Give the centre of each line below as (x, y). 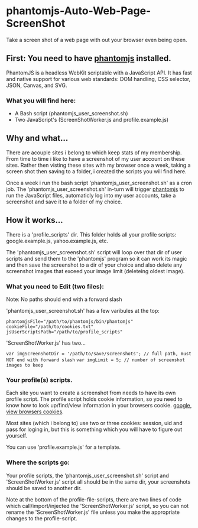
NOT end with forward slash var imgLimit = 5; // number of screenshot (95, 360)
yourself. (17, 436)
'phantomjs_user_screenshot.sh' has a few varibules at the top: (83, 310)
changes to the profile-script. (42, 518)
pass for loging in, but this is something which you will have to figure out (94, 429)
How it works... (35, 220)
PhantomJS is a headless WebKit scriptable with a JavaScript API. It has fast (99, 73)
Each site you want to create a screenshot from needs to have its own (91, 393)
